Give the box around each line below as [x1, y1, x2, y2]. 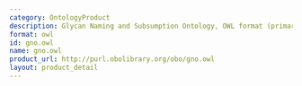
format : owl [9, 30, 54, 39]
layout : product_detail [9, 64, 99, 73]
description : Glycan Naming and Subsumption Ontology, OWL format [9, 21, 263, 30]
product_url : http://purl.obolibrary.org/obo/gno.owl [9, 55, 216, 64]
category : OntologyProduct [9, 13, 111, 22]
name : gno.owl [9, 47, 63, 56]
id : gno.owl [9, 38, 54, 47]
